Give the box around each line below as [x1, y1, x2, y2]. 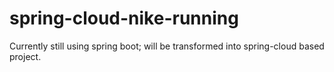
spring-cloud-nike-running [9, 7, 239, 30]
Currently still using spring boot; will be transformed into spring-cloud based [9, 40, 325, 52]
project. [9, 50, 42, 62]
